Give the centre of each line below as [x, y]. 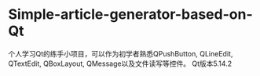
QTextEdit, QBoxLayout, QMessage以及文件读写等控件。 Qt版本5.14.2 [120, 63]
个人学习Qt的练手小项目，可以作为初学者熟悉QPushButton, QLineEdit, [121, 53]
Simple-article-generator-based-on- [130, 14]
